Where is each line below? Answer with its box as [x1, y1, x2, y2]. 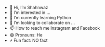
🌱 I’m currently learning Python [9, 15, 71, 20]
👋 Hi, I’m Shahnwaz [9, 5, 48, 10]
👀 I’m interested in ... [9, 10, 51, 15]
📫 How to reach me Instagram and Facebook [9, 25, 100, 31]
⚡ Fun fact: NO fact [9, 37, 48, 43]
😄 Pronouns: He [9, 32, 42, 38]
